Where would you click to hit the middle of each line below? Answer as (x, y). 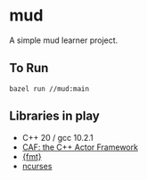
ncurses (37, 166)
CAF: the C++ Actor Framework (80, 147)
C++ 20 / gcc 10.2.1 (57, 137)
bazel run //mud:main (49, 89)
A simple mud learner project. (64, 40)
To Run (29, 68)
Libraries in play (54, 116)
